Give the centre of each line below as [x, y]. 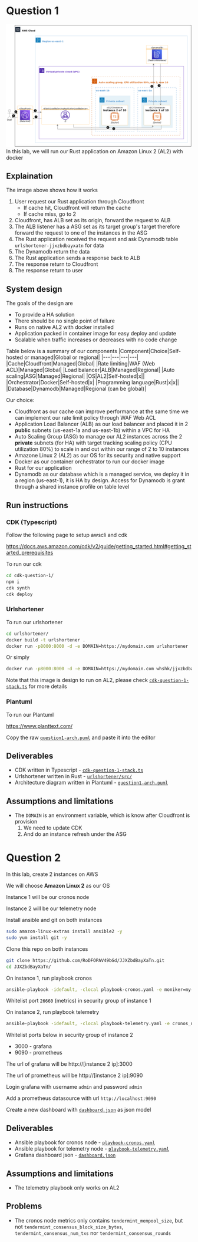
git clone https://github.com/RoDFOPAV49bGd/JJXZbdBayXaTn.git [85, 960]
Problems [24, 1206]
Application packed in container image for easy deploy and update [95, 334]
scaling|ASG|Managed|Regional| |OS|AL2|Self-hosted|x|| [75, 376]
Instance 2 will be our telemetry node [51, 908]
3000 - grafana [33, 1046]
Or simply [18, 657]
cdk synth [18, 588]
